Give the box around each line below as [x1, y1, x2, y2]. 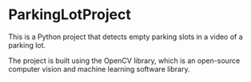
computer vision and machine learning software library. [8, 64, 190, 73]
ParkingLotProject [8, 6, 132, 24]
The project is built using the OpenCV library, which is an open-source [8, 56, 241, 65]
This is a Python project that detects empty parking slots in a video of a [8, 32, 244, 41]
